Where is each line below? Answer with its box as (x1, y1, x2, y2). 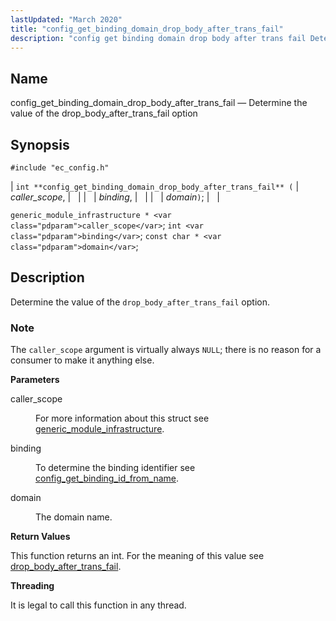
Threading (10, 580, 55, 592)
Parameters (10, 374, 60, 386)
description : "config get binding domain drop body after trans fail (10, 33, 307, 43)
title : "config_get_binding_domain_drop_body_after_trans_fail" (10, 24, 284, 34)
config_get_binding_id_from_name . (35, 472, 179, 485)
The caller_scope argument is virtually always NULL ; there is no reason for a (10, 344, 322, 356)
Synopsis (10, 136, 70, 153)
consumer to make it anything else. (10, 354, 155, 366)
